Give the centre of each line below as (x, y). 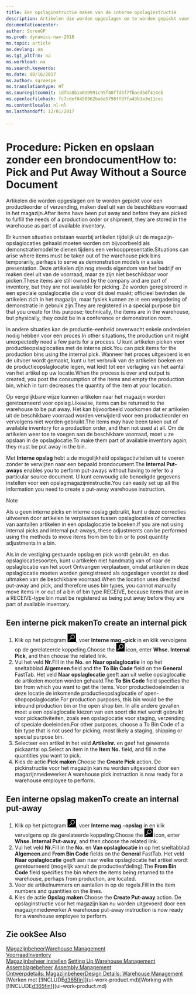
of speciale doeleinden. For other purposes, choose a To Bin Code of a (99, 725)
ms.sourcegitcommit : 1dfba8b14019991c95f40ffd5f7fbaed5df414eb (85, 93)
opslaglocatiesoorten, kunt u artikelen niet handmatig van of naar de (88, 561)
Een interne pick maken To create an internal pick (97, 622)
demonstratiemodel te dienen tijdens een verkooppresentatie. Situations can (97, 250)
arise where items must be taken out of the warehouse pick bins (83, 256)
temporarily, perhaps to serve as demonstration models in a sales (85, 262)
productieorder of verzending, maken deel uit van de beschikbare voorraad (97, 207)
